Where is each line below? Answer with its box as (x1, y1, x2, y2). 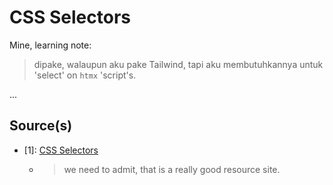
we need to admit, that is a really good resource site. (63, 163, 281, 175)
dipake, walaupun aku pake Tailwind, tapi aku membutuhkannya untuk (33, 58, 324, 70)
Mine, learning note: (9, 39, 92, 51)
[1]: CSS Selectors (23, 144, 99, 156)
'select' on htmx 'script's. (33, 69, 137, 81)
